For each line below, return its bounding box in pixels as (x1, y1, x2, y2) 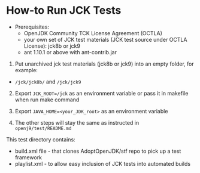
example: (14, 66, 38, 73)
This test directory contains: (6, 135, 76, 143)
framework (14, 153, 43, 161)
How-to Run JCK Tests (6, 4, 122, 17)
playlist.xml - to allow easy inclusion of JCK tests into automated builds (14, 160, 190, 167)
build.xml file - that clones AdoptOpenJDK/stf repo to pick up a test (14, 147, 181, 155)
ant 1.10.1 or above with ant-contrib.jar (23, 48, 117, 55)
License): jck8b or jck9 (23, 42, 81, 50)
